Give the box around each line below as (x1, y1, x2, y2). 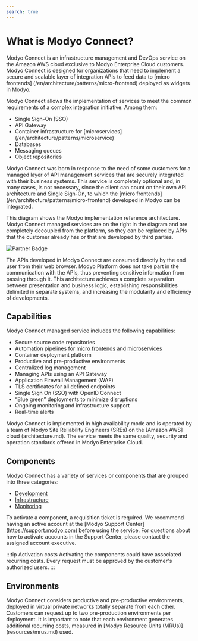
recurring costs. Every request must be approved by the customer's (6, 558, 172, 565)
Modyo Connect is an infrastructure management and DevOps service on (6, 54, 186, 61)
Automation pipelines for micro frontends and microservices (14, 345, 162, 352)
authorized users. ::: (6, 564, 55, 571)
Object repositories (14, 153, 62, 160)
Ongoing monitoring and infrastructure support (14, 402, 130, 409)
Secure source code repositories (14, 339, 95, 346)
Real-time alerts (14, 409, 54, 416)
